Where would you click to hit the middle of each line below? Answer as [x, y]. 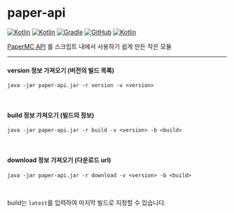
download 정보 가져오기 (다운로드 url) [59, 160]
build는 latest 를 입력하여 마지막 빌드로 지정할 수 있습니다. [87, 203]
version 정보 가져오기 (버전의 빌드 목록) [61, 70]
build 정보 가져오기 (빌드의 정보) [51, 115]
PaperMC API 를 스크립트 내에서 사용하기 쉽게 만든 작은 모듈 [89, 46]
